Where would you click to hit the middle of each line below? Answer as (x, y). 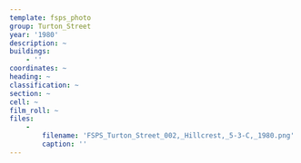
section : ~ (30, 93)
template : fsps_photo (50, 18)
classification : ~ (44, 85)
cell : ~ (24, 102)
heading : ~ (30, 77)
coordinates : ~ (38, 69)
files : (22, 119)
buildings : (30, 52)
